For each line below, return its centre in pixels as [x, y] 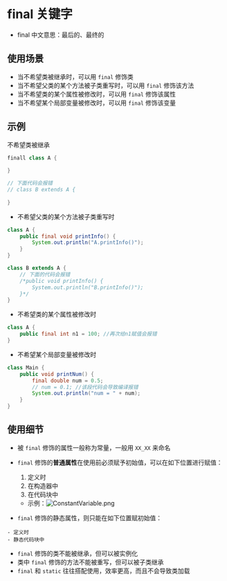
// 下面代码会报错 [30, 183]
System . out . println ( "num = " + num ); [86, 393]
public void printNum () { [57, 374]
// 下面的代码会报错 [45, 275]
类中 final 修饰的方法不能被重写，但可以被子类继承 [90, 562]
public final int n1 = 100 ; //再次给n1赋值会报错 [88, 334]
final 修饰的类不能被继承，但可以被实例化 [78, 553]
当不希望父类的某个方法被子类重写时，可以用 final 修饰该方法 [106, 85]
